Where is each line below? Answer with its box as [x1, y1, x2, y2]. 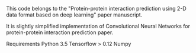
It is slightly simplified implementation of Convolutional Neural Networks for [6, 23, 191, 29]
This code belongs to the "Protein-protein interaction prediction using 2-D [6, 5, 187, 12]
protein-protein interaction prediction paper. [6, 29, 114, 36]
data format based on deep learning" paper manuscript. [6, 11, 143, 18]
